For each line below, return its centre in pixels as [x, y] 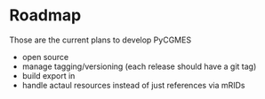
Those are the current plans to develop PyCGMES [100, 40]
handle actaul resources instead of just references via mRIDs [133, 85]
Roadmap [45, 15]
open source [45, 57]
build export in [48, 75]
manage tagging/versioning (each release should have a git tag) [139, 66]
